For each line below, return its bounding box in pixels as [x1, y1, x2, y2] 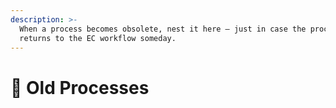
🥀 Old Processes [10, 76, 150, 99]
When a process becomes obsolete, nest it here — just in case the [19, 24, 307, 34]
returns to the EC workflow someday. [19, 33, 177, 43]
